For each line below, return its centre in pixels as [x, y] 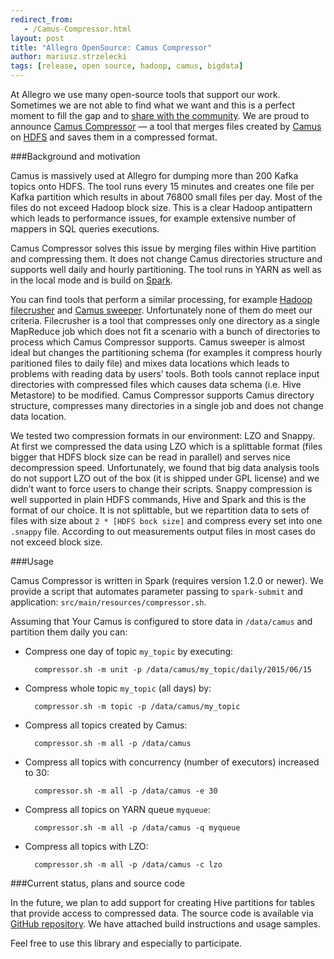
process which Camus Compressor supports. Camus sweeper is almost [158, 342]
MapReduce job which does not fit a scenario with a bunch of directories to [165, 331]
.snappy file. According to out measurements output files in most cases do [163, 531]
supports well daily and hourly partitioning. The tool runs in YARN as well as [166, 269]
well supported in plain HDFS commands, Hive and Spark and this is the [158, 499]
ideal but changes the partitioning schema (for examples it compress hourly [166, 352]
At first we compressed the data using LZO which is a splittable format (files [166, 446]
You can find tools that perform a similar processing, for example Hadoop [161, 299]
